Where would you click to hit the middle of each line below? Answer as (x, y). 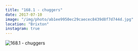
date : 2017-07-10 (24, 15)
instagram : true (22, 29)
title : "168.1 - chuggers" (34, 10)
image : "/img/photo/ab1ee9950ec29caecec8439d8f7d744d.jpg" (70, 19)
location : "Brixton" (27, 24)
